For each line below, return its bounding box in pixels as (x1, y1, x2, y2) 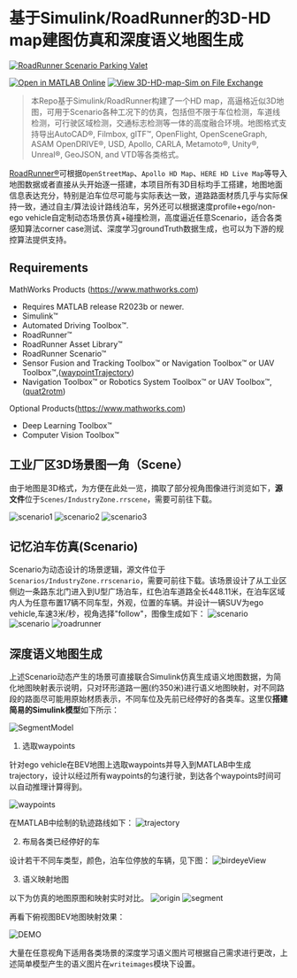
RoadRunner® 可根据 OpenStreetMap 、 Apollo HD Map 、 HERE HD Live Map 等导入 (9, 167, 288, 178)
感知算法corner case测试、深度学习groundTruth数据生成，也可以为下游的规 (9, 223, 285, 234)
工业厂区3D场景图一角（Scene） (9, 458, 188, 473)
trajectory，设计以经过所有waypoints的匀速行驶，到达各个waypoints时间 (9, 771, 274, 782)
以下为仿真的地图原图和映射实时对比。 (9, 893, 148, 904)
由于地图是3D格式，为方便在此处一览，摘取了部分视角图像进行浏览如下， (9, 482, 276, 493)
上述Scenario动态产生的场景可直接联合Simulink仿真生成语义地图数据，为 (9, 672, 274, 682)
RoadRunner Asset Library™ (21, 338, 123, 350)
